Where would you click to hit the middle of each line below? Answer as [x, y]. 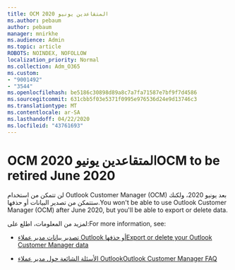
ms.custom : [23, 73]
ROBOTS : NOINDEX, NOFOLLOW [47, 54]
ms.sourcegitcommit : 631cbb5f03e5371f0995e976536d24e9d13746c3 [102, 100]
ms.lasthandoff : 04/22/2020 [49, 119]
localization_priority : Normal [53, 60]
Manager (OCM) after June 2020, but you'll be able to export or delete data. [117, 210]
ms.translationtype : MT [42, 106]
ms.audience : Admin [36, 40]
